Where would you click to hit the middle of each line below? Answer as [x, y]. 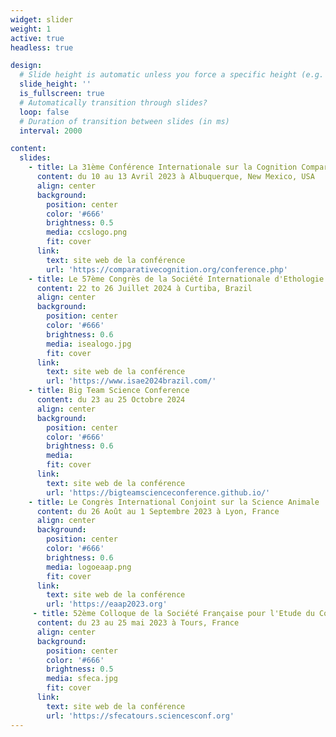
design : [26, 66]
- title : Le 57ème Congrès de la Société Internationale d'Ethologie [176, 279]
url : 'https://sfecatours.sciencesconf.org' [140, 716]
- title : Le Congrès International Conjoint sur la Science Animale [174, 502]
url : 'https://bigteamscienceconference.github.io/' [158, 492]
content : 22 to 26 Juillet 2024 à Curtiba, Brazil [144, 288]
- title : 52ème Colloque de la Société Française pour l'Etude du [173, 614]
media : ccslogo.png [87, 232]
